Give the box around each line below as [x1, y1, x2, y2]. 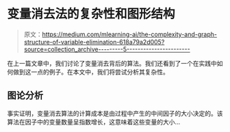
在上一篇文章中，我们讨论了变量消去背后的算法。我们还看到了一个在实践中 [7, 59, 217, 67]
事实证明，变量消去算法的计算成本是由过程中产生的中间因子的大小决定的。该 [7, 109, 223, 117]
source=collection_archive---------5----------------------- [23, 45, 190, 53]
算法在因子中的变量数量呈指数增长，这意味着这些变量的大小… [7, 118, 181, 126]
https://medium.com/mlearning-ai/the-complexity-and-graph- [42, 30, 218, 38]
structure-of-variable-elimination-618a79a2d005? [23, 38, 165, 46]
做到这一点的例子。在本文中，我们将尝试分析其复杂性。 [12, 68, 169, 76]
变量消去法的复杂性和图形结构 [7, 6, 176, 22]
